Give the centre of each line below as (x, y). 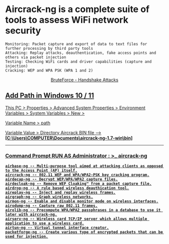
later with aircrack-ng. (31, 215)
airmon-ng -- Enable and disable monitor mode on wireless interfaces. (82, 201)
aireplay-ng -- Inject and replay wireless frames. (60, 193)
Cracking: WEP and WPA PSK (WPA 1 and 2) (49, 70)
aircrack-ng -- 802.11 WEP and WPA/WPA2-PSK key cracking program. (77, 175)
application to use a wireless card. (45, 223)
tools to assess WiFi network (67, 20)
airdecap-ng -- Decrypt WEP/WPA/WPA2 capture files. (62, 180)
